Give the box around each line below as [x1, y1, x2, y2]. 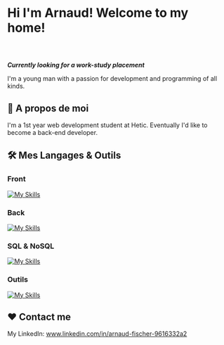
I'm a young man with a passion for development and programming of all [7, 74, 218, 83]
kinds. [7, 82, 25, 91]
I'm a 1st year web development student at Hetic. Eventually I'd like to [7, 121, 209, 129]
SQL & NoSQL [7, 241, 55, 251]
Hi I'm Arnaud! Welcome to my [7, 5, 189, 21]
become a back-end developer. [7, 129, 98, 136]
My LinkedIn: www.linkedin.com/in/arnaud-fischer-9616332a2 [7, 330, 187, 338]
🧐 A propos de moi [7, 102, 89, 114]
